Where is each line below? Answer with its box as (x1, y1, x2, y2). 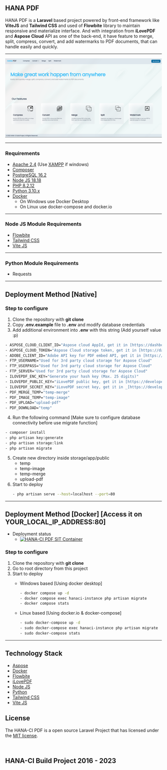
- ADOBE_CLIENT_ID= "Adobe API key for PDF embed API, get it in (5, 353, 141, 358)
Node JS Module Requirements (5, 221, 82, 228)
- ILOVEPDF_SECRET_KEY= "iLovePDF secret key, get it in (5, 385, 123, 389)
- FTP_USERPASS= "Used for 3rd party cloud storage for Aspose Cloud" (5, 364, 153, 369)
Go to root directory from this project (12, 565, 88, 571)
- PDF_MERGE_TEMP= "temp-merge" (5, 389, 70, 395)
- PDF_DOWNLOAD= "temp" (5, 405, 52, 410)
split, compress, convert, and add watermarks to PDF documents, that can (5, 38, 158, 44)
